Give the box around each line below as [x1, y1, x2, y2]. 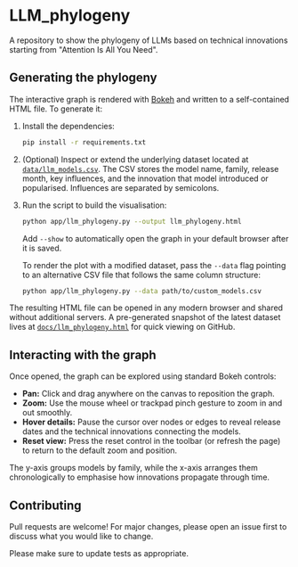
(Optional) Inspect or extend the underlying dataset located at [21, 153, 249, 165]
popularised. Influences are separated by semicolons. [21, 182, 220, 193]
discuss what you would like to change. [9, 531, 154, 541]
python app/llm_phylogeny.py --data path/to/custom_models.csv [21, 286, 262, 295]
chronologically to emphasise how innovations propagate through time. [9, 472, 270, 482]
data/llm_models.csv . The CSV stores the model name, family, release [21, 163, 279, 174]
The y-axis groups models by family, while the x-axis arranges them [9, 463, 258, 473]
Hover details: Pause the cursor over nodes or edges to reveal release [21, 416, 282, 428]
